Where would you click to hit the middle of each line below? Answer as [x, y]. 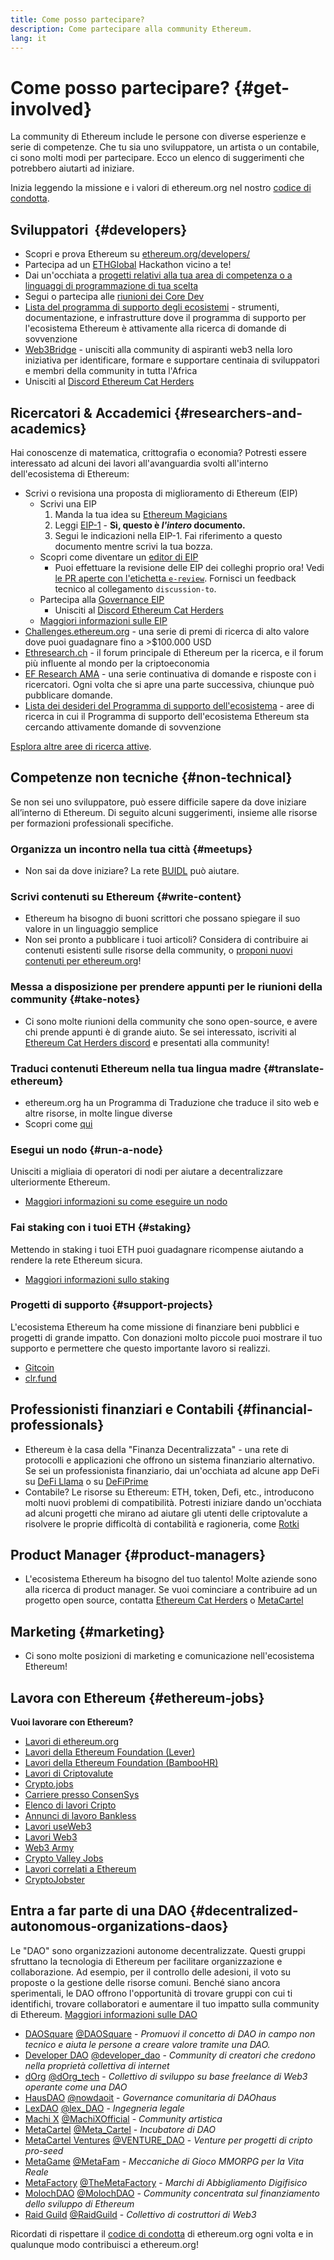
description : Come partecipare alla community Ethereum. [131, 29]
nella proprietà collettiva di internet [97, 2065]
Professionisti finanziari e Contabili [122, 1409]
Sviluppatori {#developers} [99, 229]
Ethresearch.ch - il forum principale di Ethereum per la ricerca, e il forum [174, 652]
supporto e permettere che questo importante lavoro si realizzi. [140, 1348]
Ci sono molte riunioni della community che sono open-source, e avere [171, 1021]
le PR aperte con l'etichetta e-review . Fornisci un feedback [175, 578]
